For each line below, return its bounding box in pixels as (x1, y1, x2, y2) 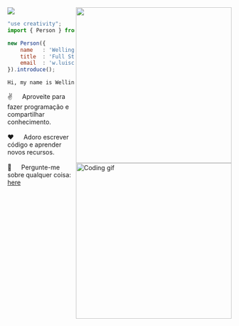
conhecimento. (7, 117, 52, 126)
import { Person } (7, 26, 62, 34)
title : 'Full (20, 53, 65, 60)
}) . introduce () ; (7, 66, 55, 73)
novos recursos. (7, 148, 55, 156)
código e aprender (7, 140, 62, 149)
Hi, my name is (7, 79, 53, 86)
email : (20, 60, 46, 67)
